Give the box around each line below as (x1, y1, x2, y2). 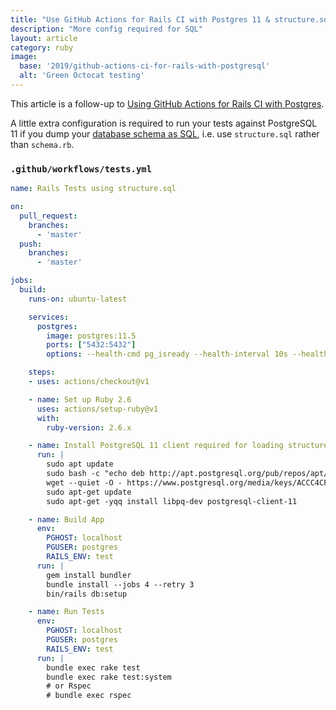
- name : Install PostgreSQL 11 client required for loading (28, 441, 284, 451)
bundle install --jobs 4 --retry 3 (46, 579, 195, 590)
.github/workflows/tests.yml (10, 163, 153, 175)
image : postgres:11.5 (46, 331, 137, 341)
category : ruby (10, 42, 74, 53)
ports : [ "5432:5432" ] (46, 340, 137, 350)
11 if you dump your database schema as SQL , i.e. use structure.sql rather (10, 127, 320, 140)
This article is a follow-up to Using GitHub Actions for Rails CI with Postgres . (10, 97, 325, 110)
